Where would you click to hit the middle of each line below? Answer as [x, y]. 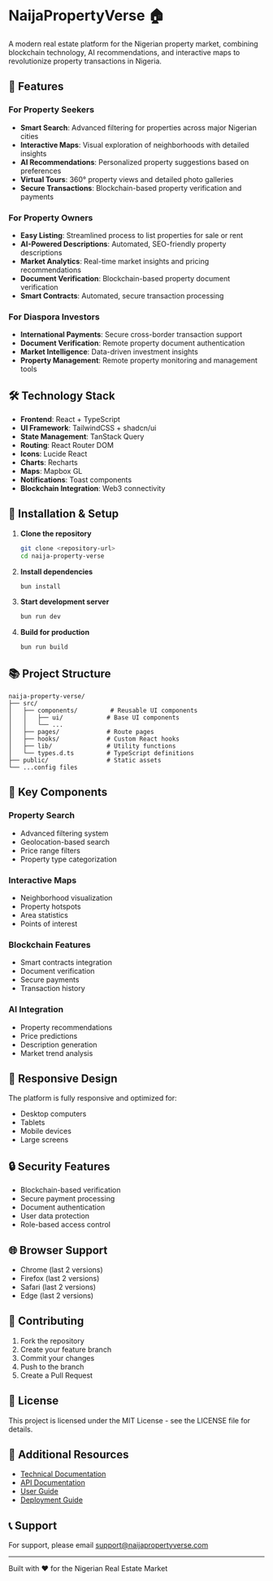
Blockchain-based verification [70, 1190]
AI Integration [36, 1010]
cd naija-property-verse [62, 556]
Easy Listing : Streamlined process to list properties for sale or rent [132, 235]
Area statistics [44, 915]
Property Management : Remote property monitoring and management [139, 361]
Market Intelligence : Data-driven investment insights [109, 352]
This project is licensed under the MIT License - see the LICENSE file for [129, 1420]
